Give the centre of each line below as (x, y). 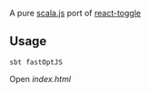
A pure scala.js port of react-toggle (75, 13)
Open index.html (40, 79)
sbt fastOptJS (36, 62)
